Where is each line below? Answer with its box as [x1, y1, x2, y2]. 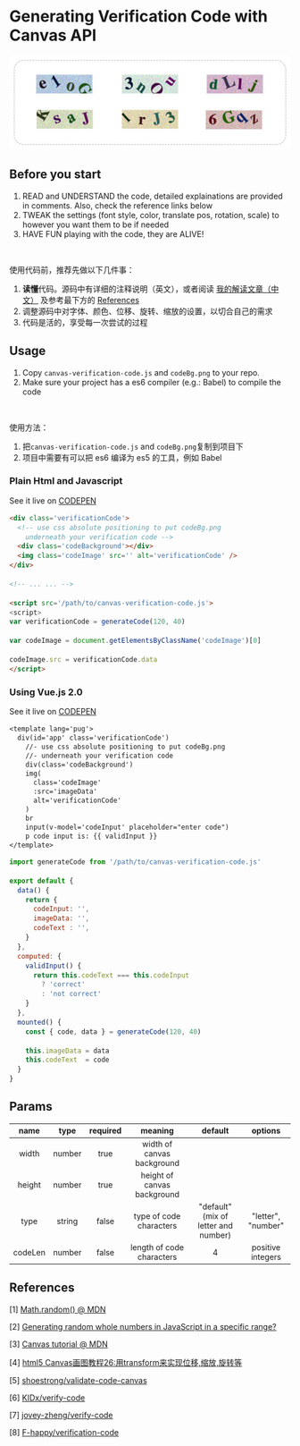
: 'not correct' [41, 990, 102, 999]
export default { [9, 876, 74, 885]
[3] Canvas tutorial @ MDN [9, 1339, 109, 1349]
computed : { [17, 951, 62, 960]
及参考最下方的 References [39, 294, 140, 305]
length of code [130, 1242, 185, 1253]
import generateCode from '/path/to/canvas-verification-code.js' [9, 858, 262, 867]
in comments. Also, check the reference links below [21, 199, 212, 211]
